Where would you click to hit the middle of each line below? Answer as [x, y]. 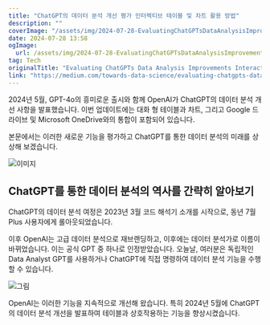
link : [17, 75]
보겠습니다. [41, 146]
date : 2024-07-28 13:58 [48, 38]
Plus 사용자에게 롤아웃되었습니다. [61, 222]
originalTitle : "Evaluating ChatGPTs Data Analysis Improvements [120, 68]
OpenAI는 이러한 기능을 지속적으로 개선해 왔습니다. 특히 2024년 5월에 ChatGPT [134, 303]
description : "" [35, 23]
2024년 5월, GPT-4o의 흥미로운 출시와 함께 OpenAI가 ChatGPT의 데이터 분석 [131, 99]
